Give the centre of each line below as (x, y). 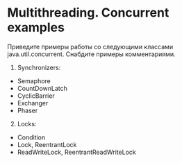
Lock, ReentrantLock (47, 144)
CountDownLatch (42, 88)
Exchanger (33, 103)
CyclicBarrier (36, 96)
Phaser (27, 110)
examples (36, 27)
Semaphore (34, 80)
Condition (31, 137)
